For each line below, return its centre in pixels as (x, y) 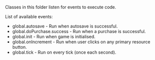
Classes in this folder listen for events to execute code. (61, 7)
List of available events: (29, 16)
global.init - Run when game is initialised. (54, 37)
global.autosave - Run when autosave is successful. (65, 26)
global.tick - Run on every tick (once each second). (64, 52)
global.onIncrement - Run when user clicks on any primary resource (81, 42)
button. (19, 47)
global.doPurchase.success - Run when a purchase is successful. (79, 31)
